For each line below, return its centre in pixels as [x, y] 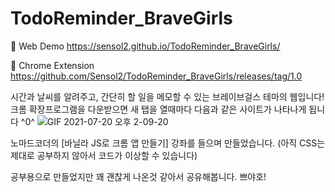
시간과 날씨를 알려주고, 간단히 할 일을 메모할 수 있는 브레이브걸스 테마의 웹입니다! [167, 96]
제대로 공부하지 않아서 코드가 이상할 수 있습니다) [104, 155]
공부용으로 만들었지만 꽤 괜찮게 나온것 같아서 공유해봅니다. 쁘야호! [138, 176]
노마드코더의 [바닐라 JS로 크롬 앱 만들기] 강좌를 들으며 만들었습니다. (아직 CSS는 [168, 143]
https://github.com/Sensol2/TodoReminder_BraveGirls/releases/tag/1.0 [156, 76]
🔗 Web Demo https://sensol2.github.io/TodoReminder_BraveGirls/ [145, 46]
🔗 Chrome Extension [52, 65]
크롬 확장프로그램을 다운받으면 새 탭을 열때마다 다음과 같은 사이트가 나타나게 [158, 109]
